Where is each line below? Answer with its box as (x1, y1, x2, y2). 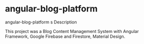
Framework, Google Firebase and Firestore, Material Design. (5, 33, 126, 39)
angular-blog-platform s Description (5, 19, 77, 25)
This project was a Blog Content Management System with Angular (5, 28, 139, 34)
